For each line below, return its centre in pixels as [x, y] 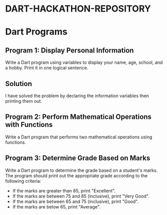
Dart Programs [36, 32]
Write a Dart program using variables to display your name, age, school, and [84, 62]
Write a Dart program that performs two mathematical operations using [79, 137]
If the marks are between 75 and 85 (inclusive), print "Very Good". [81, 196]
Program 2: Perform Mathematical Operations [78, 117]
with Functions [29, 125]
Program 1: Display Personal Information [70, 50]
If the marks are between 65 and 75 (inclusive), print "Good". [75, 201]
